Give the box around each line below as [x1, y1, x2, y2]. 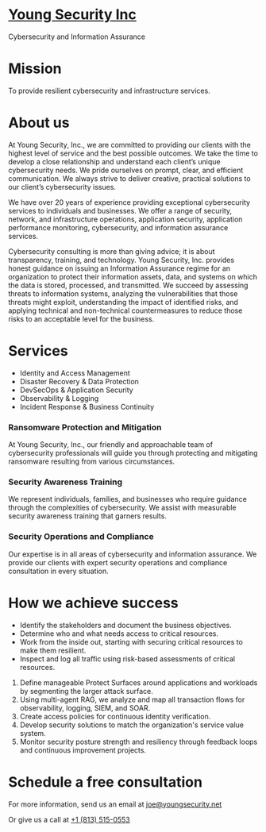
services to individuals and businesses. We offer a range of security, [8, 206, 233, 215]
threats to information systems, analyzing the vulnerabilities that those [8, 288, 238, 299]
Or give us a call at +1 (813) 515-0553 [8, 815, 130, 824]
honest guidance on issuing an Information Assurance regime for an [8, 264, 231, 273]
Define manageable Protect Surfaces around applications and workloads [19, 677, 258, 688]
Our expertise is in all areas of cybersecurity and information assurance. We [8, 549, 257, 559]
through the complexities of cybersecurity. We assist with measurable [8, 503, 237, 513]
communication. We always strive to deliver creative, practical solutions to [8, 173, 252, 183]
